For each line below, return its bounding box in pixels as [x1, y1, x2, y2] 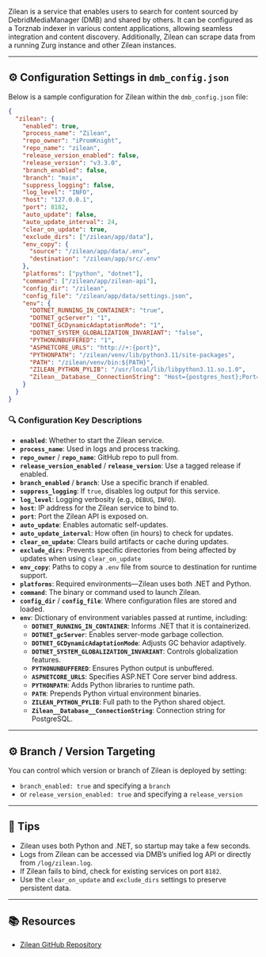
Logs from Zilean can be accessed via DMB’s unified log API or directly [19, 849, 252, 859]
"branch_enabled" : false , [22, 166, 108, 174]
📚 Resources [8, 915, 76, 928]
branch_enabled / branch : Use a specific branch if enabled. [19, 478, 210, 488]
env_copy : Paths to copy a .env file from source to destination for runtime [19, 562, 257, 572]
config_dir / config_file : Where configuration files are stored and [19, 596, 237, 606]
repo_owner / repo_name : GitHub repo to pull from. [19, 453, 179, 462]
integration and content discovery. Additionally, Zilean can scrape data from [8, 32, 256, 41]
